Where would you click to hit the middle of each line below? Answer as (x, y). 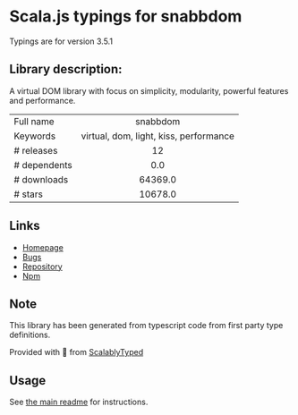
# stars (28, 194)
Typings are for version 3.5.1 (61, 41)
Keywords (35, 136)
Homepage (43, 247)
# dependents (43, 165)
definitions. (30, 335)
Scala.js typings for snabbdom (126, 17)
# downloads (41, 179)
